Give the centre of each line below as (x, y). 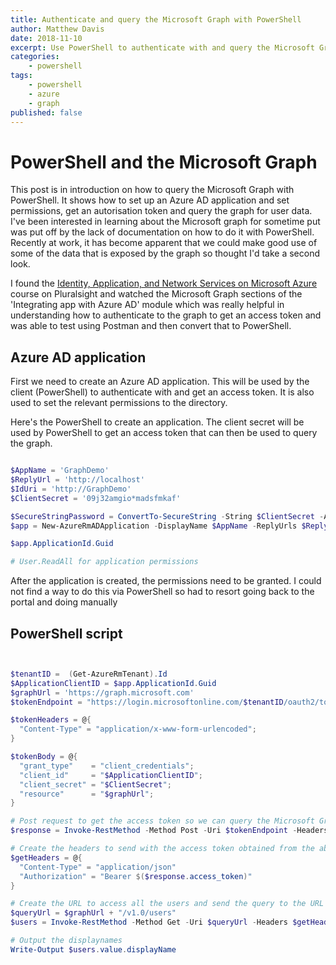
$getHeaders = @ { (46, 857)
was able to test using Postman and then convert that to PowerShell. (151, 326)
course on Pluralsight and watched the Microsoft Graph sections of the (156, 294)
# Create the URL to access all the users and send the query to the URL (167, 904)
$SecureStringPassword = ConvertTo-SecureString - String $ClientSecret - (167, 516)
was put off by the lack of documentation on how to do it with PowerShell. (162, 232)
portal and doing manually (64, 602)
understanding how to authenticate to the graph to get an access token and (166, 315)
